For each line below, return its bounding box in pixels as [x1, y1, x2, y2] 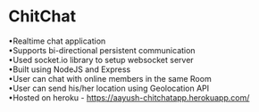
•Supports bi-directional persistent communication [8, 44, 196, 55]
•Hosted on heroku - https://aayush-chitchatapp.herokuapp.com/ [8, 92, 250, 103]
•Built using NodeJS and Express [8, 64, 131, 75]
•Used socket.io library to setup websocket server [8, 54, 194, 65]
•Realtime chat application [8, 36, 106, 46]
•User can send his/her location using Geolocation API [8, 83, 210, 93]
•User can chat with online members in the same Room [8, 73, 212, 84]
